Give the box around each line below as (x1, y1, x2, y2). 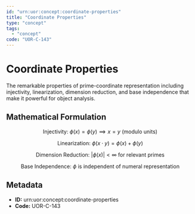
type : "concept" (6, 20, 47, 26)
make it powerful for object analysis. (6, 94, 95, 102)
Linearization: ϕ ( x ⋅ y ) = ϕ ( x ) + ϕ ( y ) (57, 139, 143, 146)
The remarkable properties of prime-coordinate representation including (6, 82, 184, 89)
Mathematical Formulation (6, 112, 106, 123)
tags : (6, 25, 20, 32)
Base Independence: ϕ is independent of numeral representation (20, 163, 180, 170)
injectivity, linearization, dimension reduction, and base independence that (6, 88, 189, 96)
